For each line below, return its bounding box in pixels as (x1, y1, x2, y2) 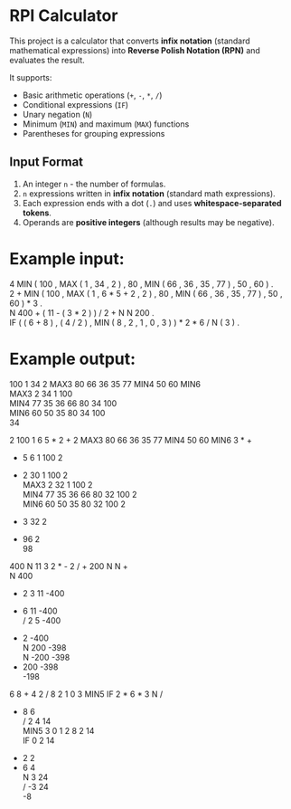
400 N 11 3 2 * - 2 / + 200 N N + (9, 560, 128, 571)
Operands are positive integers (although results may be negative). (22, 216, 275, 227)
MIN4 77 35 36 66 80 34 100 (9, 397, 117, 408)
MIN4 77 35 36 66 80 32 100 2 (22, 489, 137, 500)
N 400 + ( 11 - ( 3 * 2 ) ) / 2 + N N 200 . (9, 307, 155, 318)
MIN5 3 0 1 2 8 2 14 (22, 725, 95, 736)
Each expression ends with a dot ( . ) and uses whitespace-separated (22, 197, 282, 208)
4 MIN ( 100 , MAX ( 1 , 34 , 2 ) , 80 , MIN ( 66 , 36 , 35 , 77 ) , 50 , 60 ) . (9, 278, 274, 290)
